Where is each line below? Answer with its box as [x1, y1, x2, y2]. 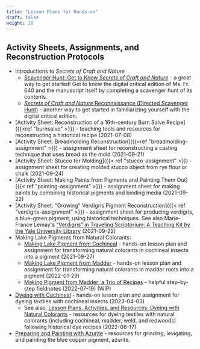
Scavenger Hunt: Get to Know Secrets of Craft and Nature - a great [23, 74, 192, 81]
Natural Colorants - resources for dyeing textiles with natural [23, 310, 175, 318]
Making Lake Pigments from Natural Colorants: [14, 234, 131, 241]
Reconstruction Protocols [6, 52, 104, 62]
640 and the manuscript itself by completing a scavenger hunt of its [23, 87, 193, 94]
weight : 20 [6, 20, 34, 26]
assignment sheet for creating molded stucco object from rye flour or [14, 164, 187, 171]
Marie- [164, 215, 181, 222]
